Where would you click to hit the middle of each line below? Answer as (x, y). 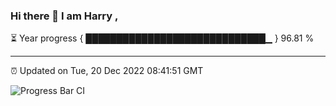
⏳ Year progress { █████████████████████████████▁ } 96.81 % (162, 38)
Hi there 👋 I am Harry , (64, 16)
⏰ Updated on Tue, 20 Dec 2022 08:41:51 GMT (107, 71)
